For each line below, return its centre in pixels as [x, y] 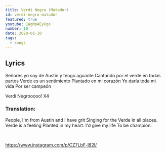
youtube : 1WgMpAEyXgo [28, 24]
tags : [11, 38]
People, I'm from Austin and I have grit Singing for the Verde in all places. [81, 120]
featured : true [21, 19]
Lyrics [15, 63]
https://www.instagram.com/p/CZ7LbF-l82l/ [51, 145]
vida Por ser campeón [28, 86]
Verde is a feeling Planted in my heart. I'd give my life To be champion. [78, 125]
